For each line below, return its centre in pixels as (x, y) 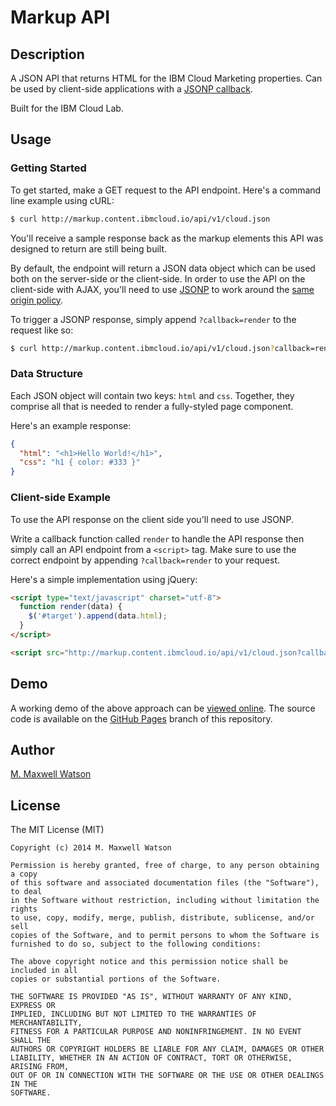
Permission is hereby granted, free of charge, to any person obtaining (165, 866)
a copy (24, 874)
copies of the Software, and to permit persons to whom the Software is (165, 936)
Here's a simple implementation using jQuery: (104, 579)
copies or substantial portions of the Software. (116, 979)
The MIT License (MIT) (57, 830)
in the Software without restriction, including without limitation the (165, 901)
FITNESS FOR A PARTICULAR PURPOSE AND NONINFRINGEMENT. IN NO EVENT (156, 1032)
